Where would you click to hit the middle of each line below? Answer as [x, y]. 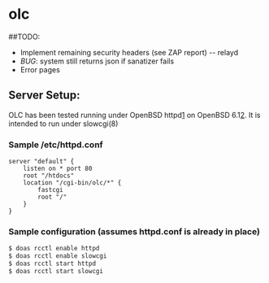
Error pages [40, 69]
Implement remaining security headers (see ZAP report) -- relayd [129, 52]
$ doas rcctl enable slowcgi [58, 256]
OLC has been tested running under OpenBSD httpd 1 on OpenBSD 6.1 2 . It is [134, 115]
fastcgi [50, 190]
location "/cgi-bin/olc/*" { [72, 183]
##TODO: [24, 37]
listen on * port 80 [58, 169]
